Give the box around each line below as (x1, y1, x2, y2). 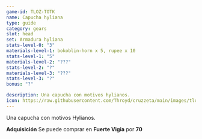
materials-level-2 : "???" (6, 59, 71, 65)
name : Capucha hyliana (6, 14, 63, 20)
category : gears (6, 25, 47, 32)
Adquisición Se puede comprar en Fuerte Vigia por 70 (6, 125, 142, 132)
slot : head (6, 31, 34, 37)
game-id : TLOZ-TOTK (6, 8, 55, 15)
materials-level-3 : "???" (6, 70, 71, 76)
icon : (6, 98, 20, 104)
